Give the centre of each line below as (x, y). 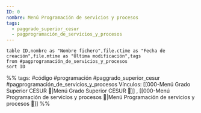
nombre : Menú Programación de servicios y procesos (72, 18)
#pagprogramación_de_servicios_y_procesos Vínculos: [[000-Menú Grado (98, 85)
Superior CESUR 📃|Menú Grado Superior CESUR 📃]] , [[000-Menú (88, 91)
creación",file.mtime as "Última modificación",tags (74, 56)
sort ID (16, 67)
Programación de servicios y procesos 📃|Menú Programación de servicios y (100, 97)
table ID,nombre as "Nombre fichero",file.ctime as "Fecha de (86, 51)
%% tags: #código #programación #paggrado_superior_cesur (83, 78)
